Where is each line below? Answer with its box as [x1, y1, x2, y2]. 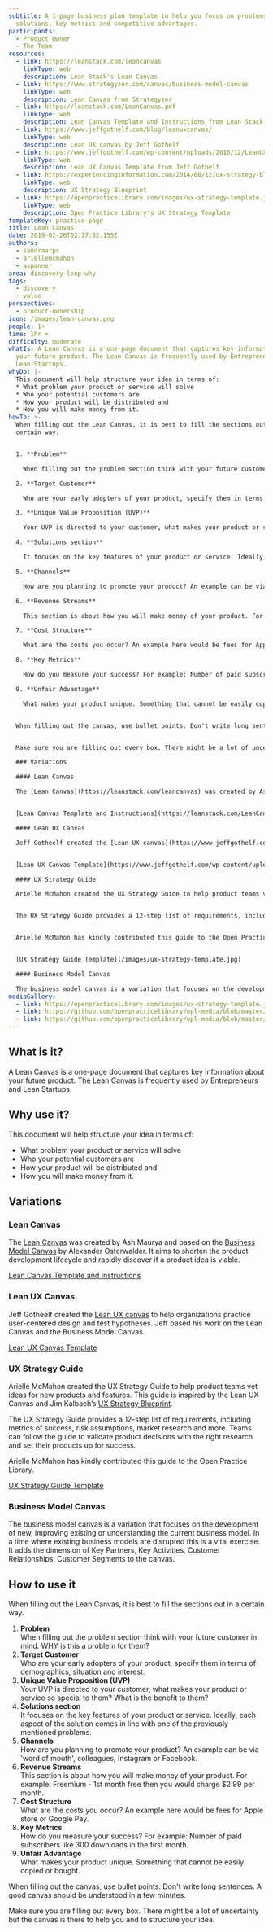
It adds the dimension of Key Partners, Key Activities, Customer [8, 1545, 221, 1555]
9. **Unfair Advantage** [15, 685, 100, 693]
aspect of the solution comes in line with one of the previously [19, 1719, 229, 1728]
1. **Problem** [15, 449, 67, 458]
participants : [8, 27, 57, 35]
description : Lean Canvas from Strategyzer [23, 95, 173, 103]
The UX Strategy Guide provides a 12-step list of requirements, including [8, 1414, 252, 1424]
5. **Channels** [15, 567, 71, 576]
